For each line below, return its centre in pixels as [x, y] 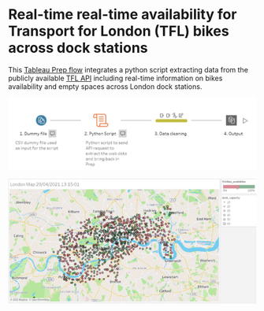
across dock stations [78, 48]
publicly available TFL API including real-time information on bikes [115, 78]
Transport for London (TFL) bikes [119, 31]
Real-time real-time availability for [123, 15]
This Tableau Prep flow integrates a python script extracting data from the [128, 69]
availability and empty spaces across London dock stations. [105, 86]
